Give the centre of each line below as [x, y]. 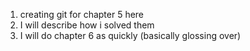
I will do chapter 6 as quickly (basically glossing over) [130, 35]
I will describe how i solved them [87, 25]
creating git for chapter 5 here [82, 14]
